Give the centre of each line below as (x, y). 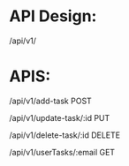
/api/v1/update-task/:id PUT (60, 117)
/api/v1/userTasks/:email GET (62, 152)
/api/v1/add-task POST (51, 101)
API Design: (53, 16)
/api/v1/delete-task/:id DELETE (65, 135)
